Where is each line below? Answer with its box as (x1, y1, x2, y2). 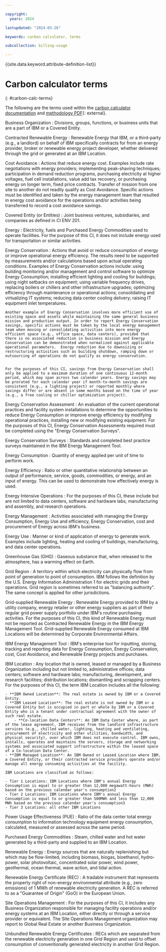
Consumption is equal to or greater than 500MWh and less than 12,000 (5, 796, 154, 802)
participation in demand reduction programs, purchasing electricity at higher (5, 171, 161, 177)
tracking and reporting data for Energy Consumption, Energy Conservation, (5, 646, 159, 652)
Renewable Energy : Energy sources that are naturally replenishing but (5, 849, 149, 855)
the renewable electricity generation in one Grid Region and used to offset (5, 936, 157, 942)
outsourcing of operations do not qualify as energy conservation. (5, 354, 148, 358)
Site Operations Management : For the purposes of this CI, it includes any (5, 900, 155, 906)
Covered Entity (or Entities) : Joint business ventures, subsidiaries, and (5, 212, 150, 218)
